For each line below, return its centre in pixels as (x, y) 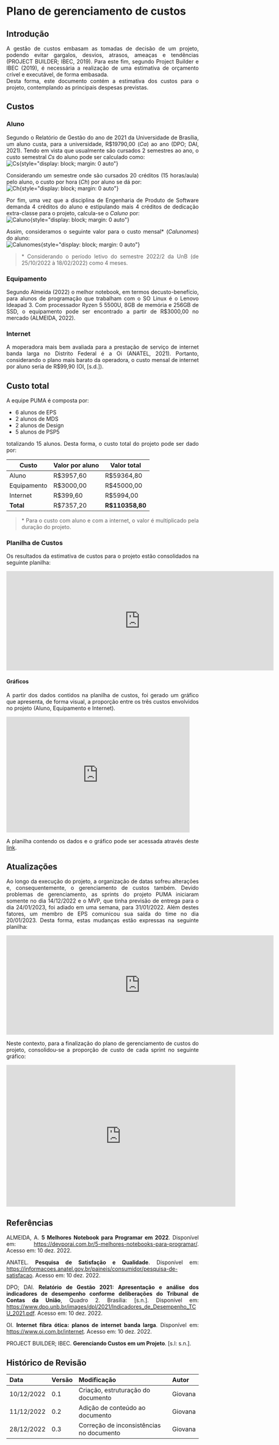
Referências (30, 1223)
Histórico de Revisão (46, 1363)
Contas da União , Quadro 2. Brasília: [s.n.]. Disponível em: (103, 1300)
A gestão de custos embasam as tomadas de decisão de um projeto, (103, 48)
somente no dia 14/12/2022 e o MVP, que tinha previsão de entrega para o (103, 901)
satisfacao (19, 1276)
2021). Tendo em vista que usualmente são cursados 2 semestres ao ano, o (103, 150)
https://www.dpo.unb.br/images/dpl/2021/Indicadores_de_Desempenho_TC (101, 1307)
